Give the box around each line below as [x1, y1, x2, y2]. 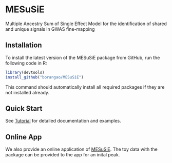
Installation [5, 41, 42, 50]
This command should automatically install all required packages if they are [5, 84, 165, 90]
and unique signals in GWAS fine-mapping [5, 26, 95, 32]
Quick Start [5, 104, 43, 113]
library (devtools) [5, 70, 45, 75]
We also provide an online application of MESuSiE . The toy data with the [5, 146, 158, 152]
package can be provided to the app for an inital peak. [5, 152, 120, 158]
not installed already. [5, 89, 50, 95]
